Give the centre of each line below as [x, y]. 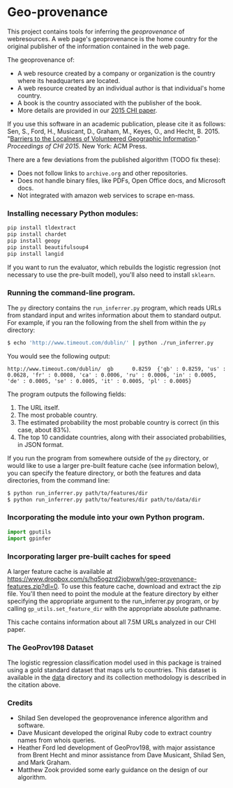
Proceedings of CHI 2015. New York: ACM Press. [77, 146]
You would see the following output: [59, 356]
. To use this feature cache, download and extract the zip [139, 586]
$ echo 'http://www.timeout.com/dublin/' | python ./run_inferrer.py [111, 342]
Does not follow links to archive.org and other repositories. [103, 173]
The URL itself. [38, 407]
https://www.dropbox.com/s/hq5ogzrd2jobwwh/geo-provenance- [102, 579]
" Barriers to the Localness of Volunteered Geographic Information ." [104, 138]
